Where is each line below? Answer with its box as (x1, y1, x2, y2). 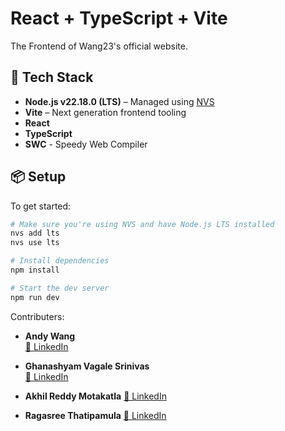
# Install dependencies (10, 256, 110, 266)
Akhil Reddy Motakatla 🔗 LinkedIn (24, 390, 167, 402)
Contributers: (10, 310, 65, 322)
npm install (10, 265, 60, 276)
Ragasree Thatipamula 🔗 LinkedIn (24, 409, 167, 421)
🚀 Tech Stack (10, 69, 94, 86)
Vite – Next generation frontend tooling (24, 106, 187, 118)
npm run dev (10, 292, 60, 302)
